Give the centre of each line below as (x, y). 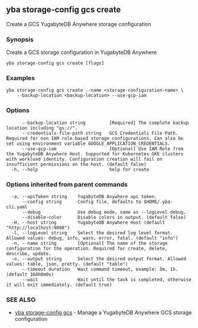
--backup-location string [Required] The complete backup (105, 123)
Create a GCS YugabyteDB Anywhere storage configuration (79, 24)
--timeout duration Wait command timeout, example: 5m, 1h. (100, 269)
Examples (21, 78)
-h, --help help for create (80, 169)
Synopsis (20, 39)
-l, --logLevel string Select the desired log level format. (92, 233)
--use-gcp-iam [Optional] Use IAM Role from (103, 149)
